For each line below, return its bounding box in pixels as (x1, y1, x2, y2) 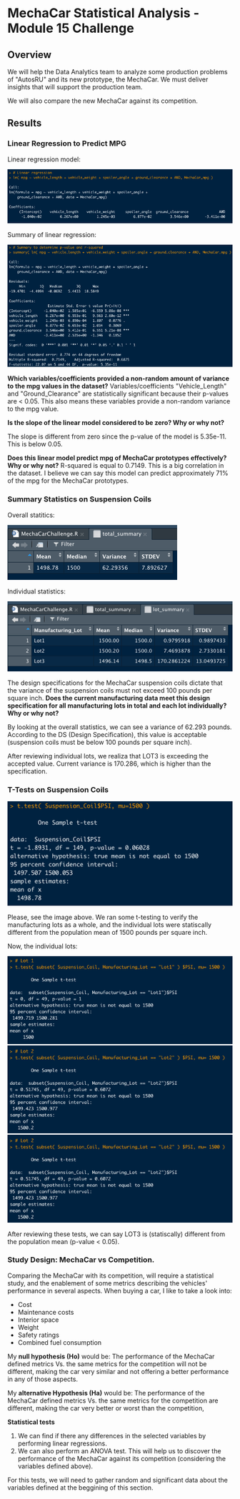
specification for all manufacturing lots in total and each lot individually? (7, 701, 227, 710)
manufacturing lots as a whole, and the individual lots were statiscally (7, 921, 212, 929)
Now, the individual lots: (7, 942, 78, 951)
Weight (17, 1323, 39, 1331)
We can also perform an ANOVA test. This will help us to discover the (17, 1446, 221, 1455)
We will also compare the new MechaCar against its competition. (7, 96, 198, 105)
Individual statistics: (7, 587, 66, 596)
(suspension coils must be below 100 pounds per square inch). (7, 738, 192, 747)
